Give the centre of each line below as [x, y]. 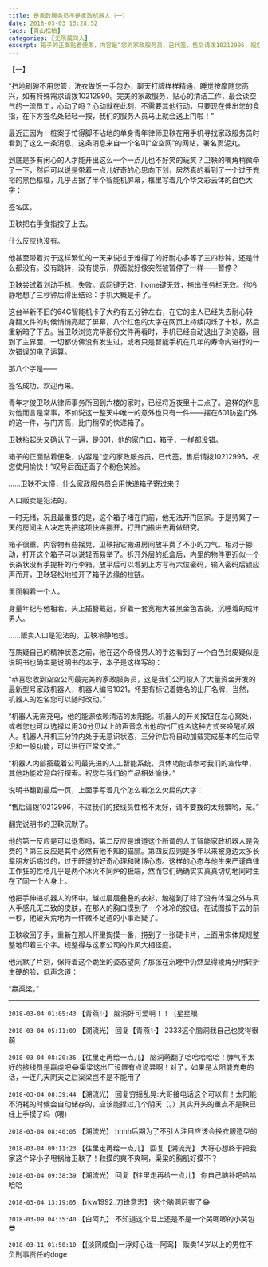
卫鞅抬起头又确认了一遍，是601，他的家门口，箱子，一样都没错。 [116, 439]
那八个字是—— [33, 369]
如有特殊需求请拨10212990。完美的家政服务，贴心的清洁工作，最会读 [136, 96]
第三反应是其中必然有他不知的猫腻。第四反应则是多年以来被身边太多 [141, 851]
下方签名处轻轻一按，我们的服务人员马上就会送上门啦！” [122, 116]
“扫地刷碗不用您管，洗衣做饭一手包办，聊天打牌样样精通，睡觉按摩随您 [125, 86]
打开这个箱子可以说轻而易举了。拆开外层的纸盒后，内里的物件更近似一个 [141, 554]
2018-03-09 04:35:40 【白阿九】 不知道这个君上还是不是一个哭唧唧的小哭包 [132, 1219]
